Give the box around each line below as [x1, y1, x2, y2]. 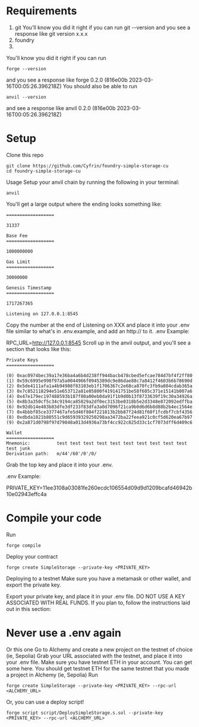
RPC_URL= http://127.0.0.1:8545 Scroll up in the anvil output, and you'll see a [6, 339, 191, 346]
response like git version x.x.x [14, 30, 88, 37]
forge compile [6, 543, 42, 549]
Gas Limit [6, 259, 31, 265]
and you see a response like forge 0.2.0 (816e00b [6, 76, 128, 83]
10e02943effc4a [6, 490, 47, 497]
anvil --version [6, 94, 46, 100]
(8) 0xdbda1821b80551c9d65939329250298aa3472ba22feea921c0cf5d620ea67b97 [6, 414, 193, 420]
